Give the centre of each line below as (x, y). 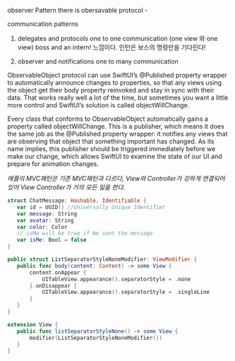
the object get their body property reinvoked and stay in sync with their (111, 90)
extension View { (33, 324)
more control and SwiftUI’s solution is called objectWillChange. (98, 105)
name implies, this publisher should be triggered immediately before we (112, 149)
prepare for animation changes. (53, 164)
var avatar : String (45, 220)
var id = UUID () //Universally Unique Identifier (91, 207)
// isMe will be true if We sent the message (85, 233)
